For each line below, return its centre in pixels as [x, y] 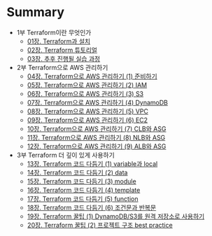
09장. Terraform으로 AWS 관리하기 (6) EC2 [87, 120]
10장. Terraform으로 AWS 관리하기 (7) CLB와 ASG [97, 129]
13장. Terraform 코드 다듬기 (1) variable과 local [92, 164]
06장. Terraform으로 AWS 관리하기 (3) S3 [85, 93]
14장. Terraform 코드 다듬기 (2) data [77, 172]
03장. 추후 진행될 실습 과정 [64, 58]
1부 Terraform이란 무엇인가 [54, 32]
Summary [35, 12]
